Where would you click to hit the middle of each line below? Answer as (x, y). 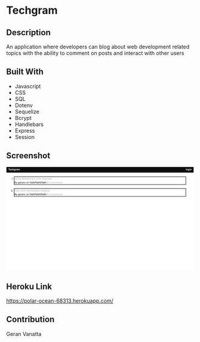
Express (25, 130)
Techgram (32, 10)
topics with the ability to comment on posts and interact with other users (95, 53)
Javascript (28, 86)
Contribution (30, 320)
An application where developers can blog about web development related (98, 47)
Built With (25, 72)
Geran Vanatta (24, 334)
